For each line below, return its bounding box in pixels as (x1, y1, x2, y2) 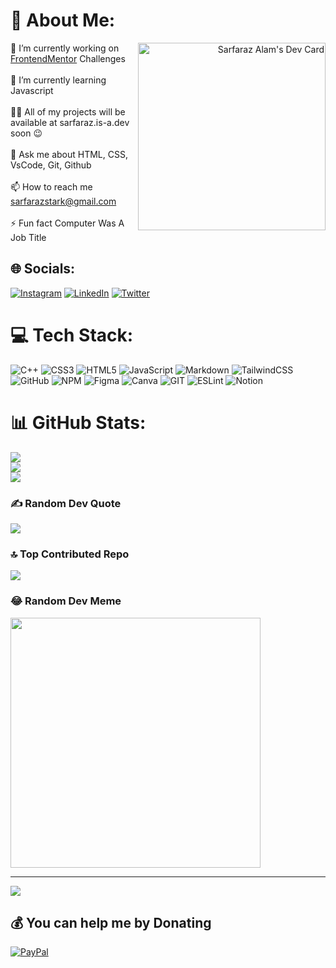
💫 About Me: (10, 9, 116, 32)
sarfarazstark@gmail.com (10, 195, 117, 207)
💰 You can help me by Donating (10, 914, 212, 931)
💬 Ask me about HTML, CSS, (10, 148, 128, 160)
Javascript (10, 84, 54, 96)
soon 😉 (10, 127, 43, 139)
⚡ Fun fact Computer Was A (10, 217, 125, 229)
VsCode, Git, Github (10, 159, 92, 171)
